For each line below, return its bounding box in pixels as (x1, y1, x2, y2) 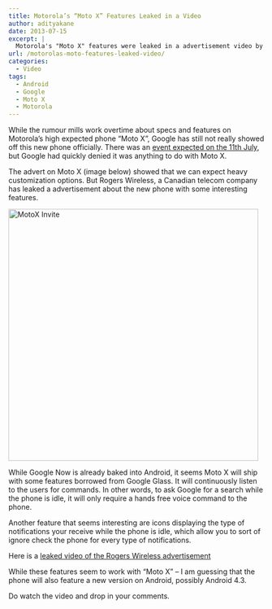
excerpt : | (8, 34, 45, 43)
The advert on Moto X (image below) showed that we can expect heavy (8, 167, 248, 177)
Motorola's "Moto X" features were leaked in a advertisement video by (15, 42, 264, 50)
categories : (8, 58, 49, 66)
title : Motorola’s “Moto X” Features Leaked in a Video (8, 11, 201, 20)
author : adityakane (8, 20, 75, 28)
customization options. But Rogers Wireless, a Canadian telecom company (8, 176, 258, 186)
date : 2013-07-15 (8, 27, 67, 35)
